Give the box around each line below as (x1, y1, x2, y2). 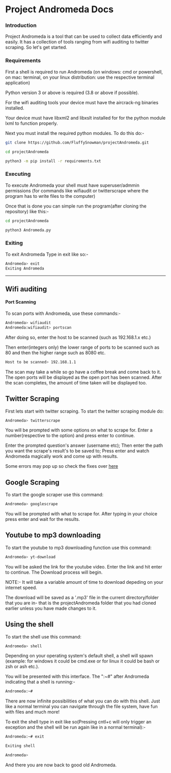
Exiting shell (5, 743, 36, 748)
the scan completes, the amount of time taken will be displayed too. (5, 379, 147, 385)
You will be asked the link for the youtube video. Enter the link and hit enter (5, 563, 162, 570)
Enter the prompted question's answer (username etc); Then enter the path (5, 442, 163, 448)
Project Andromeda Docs (5, 4, 113, 15)
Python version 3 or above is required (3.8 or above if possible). (5, 89, 139, 96)
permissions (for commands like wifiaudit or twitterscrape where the (5, 188, 149, 194)
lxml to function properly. (5, 120, 58, 126)
